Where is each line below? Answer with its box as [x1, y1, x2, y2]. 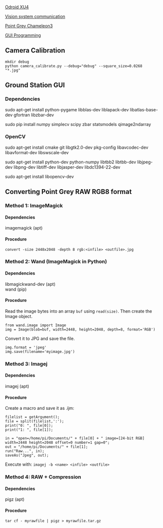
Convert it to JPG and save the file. [5, 335, 75, 341]
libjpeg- [137, 159, 153, 165]
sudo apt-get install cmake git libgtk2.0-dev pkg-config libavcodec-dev [5, 144, 148, 150]
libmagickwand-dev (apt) [5, 281, 56, 287]
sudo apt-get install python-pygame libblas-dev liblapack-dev [5, 106, 129, 112]
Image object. [5, 313, 33, 319]
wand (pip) [5, 286, 27, 292]
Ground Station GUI [5, 81, 65, 89]
